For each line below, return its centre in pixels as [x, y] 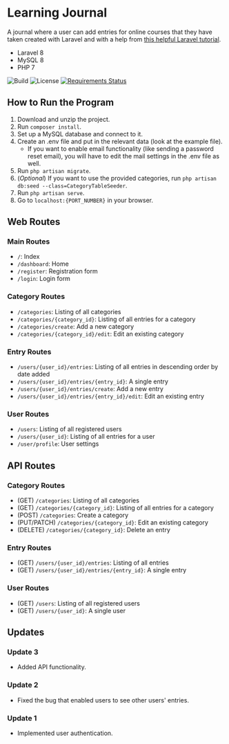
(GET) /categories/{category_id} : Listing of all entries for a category [115, 508]
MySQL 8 [30, 60]
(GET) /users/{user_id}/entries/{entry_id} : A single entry [102, 570]
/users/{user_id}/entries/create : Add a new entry [90, 389]
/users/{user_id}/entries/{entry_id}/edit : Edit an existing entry [111, 397]
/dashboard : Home [43, 264]
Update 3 [23, 652]
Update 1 [22, 718]
